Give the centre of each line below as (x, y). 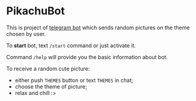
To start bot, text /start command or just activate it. (71, 45)
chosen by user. (26, 33)
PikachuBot (35, 11)
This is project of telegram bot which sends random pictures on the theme (98, 27)
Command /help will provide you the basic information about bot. (87, 57)
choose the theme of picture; (51, 86)
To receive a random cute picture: (48, 68)
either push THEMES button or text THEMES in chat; (74, 80)
